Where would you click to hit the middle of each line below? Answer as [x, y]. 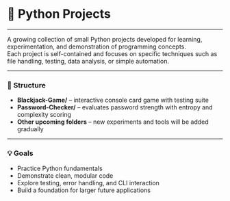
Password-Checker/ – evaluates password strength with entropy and [115, 107]
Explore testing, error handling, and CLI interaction [88, 183]
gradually [30, 129]
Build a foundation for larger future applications [84, 190]
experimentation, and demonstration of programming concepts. [97, 46]
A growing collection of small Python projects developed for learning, [105, 39]
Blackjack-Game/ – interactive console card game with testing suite [113, 100]
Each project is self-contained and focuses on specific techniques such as [112, 53]
